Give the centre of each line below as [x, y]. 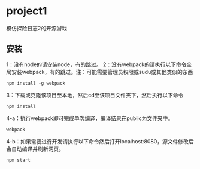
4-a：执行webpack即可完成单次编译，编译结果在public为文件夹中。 [90, 118]
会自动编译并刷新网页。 [35, 149]
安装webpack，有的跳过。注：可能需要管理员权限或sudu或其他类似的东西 [102, 72]
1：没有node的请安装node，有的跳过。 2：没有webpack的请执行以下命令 [96, 64]
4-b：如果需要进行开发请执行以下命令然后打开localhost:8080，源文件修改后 [100, 141]
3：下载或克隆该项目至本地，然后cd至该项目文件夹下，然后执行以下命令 [95, 95]
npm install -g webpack [36, 83]
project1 [27, 11]
